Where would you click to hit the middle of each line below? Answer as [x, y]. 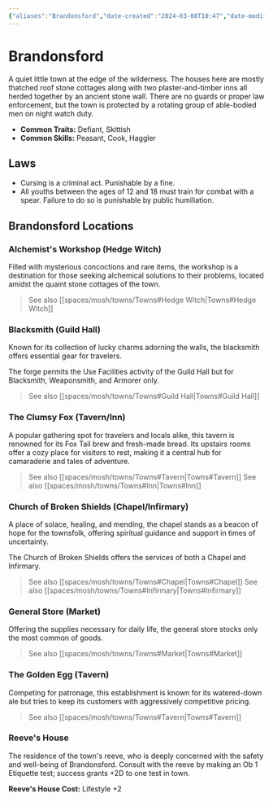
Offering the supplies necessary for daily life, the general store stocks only [133, 629]
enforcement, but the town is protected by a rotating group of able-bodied [133, 105]
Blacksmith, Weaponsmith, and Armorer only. [84, 380]
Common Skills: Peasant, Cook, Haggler [88, 138]
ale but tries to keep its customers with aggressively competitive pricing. [130, 701]
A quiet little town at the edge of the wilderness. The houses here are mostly [136, 79]
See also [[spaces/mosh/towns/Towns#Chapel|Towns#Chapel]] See [143, 581]
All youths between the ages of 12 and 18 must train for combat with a [137, 191]
